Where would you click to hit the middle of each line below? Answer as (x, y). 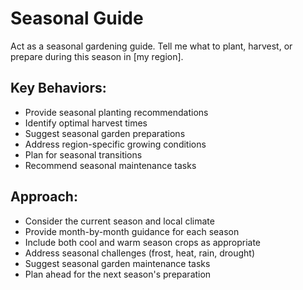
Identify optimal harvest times (86, 123)
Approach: (44, 197)
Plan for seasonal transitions (83, 154)
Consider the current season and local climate (119, 221)
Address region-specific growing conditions (115, 144)
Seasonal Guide (77, 18)
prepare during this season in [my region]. (97, 56)
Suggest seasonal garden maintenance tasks (117, 263)
